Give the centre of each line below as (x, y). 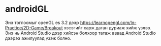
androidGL (27, 9)
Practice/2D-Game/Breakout (34, 27)
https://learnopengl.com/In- (108, 23)
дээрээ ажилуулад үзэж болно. (38, 38)
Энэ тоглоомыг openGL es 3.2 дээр (42, 23)
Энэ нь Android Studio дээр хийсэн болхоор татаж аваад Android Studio (80, 33)
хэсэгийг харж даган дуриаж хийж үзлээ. (108, 27)
